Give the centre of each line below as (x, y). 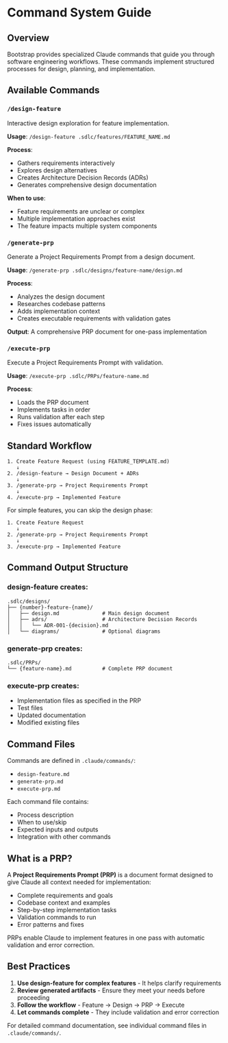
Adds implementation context (59, 311)
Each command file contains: (48, 802)
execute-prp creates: (43, 686)
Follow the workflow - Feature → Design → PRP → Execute (101, 1005)
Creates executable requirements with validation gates (94, 318)
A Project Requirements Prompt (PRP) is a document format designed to (110, 875)
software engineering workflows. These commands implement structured (111, 62)
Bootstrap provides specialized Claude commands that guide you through (111, 54)
